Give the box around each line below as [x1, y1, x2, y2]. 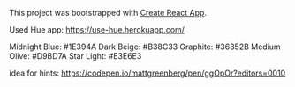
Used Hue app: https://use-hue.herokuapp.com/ [9, 25, 185, 34]
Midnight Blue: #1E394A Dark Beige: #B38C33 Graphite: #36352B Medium [9, 41, 281, 52]
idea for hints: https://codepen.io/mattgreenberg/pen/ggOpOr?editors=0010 [9, 68, 286, 78]
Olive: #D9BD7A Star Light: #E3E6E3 [9, 51, 142, 61]
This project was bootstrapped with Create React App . [9, 8, 208, 18]
